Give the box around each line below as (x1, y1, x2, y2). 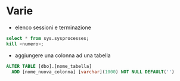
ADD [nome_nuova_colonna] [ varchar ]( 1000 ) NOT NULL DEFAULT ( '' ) (11, 68, 175, 75)
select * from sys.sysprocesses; (6, 35, 89, 41)
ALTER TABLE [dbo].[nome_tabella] (6, 63, 92, 69)
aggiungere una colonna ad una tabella (14, 52, 111, 59)
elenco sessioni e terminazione (14, 24, 91, 31)
